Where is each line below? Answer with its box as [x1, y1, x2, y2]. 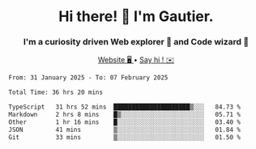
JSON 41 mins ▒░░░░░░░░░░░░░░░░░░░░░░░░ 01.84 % [8, 126, 241, 134]
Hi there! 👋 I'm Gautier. [58, 7, 214, 26]
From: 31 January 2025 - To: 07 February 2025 [8, 74, 169, 82]
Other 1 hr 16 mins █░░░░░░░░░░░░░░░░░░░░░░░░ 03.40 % [8, 117, 241, 126]
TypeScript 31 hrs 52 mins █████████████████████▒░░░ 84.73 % [8, 103, 241, 112]
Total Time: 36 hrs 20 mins [8, 88, 104, 96]
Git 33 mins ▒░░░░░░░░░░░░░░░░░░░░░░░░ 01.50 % [8, 133, 241, 141]
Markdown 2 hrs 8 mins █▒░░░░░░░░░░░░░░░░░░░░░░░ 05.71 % [8, 111, 241, 119]
